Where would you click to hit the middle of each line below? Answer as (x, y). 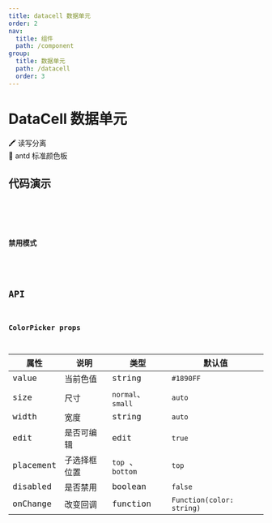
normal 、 (129, 394)
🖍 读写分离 (28, 143)
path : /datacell (43, 69)
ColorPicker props (45, 328)
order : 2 (23, 24)
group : (19, 54)
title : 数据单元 (41, 62)
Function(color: (203, 500)
